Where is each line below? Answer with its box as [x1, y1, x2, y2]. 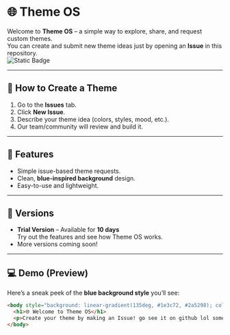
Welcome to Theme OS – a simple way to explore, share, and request [7, 27, 202, 35]
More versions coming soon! [16, 240, 98, 248]
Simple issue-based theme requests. [16, 167, 121, 175]
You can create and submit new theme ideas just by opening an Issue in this [7, 42, 222, 50]
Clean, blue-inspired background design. [16, 174, 136, 182]
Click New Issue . [16, 107, 66, 116]
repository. [7, 49, 38, 57]
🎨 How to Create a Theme [7, 83, 118, 94]
